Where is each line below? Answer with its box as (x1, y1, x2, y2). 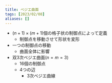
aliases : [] (5, 16, 29, 21)
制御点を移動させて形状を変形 (19, 36, 80, 42)
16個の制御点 (19, 61, 45, 66)
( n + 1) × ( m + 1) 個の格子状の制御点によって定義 (12, 30, 108, 36)
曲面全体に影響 (19, 48, 50, 54)
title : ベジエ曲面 (5, 7, 39, 12)
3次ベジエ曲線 (26, 73, 56, 79)
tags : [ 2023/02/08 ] (5, 12, 45, 17)
